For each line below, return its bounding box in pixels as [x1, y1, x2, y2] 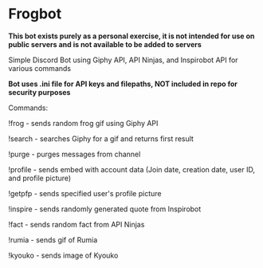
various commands [8, 63, 72, 73]
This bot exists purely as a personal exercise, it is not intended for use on [8, 31, 255, 41]
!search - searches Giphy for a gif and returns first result [8, 133, 194, 144]
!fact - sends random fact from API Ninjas [8, 219, 145, 229]
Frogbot [8, 5, 62, 23]
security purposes [8, 87, 71, 97]
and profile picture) [8, 173, 72, 183]
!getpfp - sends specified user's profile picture [8, 188, 162, 198]
